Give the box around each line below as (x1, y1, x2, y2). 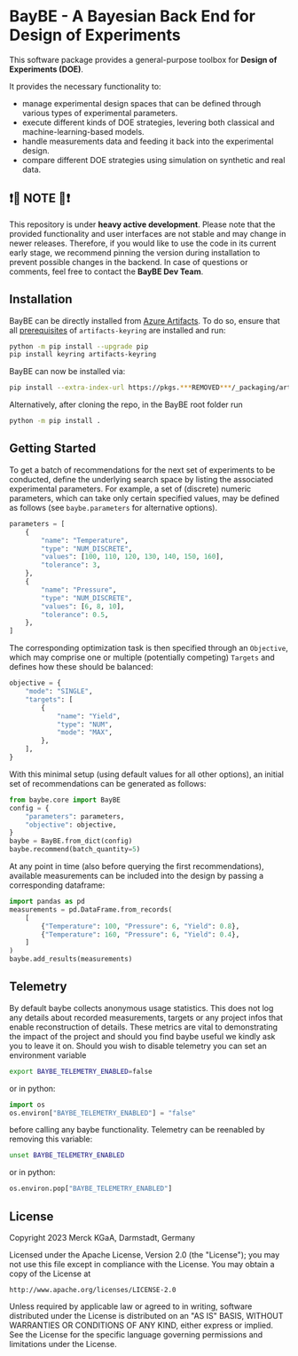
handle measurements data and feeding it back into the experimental (21, 136, 274, 146)
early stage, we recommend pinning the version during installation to (9, 247, 261, 258)
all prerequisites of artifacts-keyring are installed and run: (9, 325, 226, 335)
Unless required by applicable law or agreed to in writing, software (9, 1301, 253, 1312)
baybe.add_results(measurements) (9, 955, 133, 964)
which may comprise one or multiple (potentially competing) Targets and (9, 652, 275, 662)
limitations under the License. (9, 1339, 117, 1349)
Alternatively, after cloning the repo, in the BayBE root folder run (9, 399, 244, 410)
